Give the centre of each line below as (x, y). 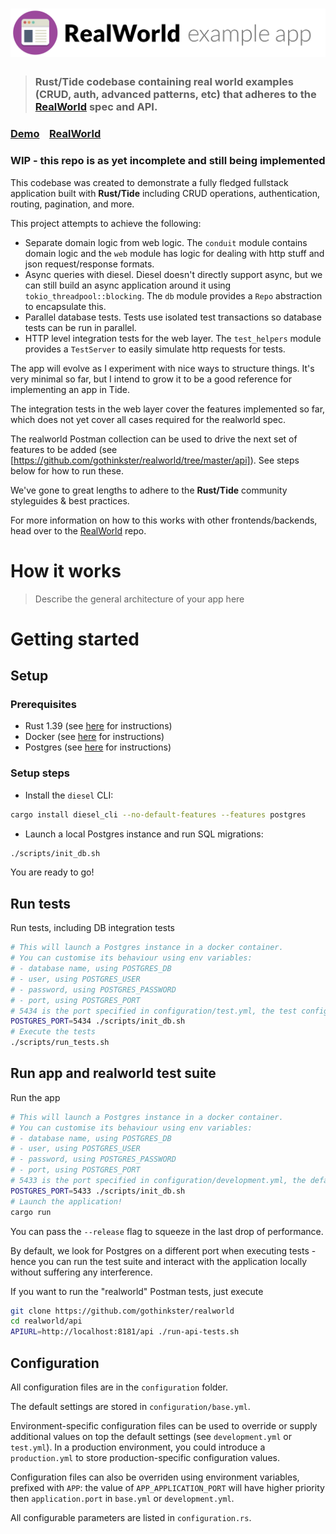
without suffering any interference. (81, 1272)
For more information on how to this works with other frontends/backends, (164, 520)
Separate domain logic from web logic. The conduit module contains (166, 242)
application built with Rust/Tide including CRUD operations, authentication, (165, 193)
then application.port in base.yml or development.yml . (122, 1499)
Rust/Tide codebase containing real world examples (164, 82)
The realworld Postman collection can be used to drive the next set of (154, 439)
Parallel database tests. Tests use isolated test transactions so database (173, 317)
